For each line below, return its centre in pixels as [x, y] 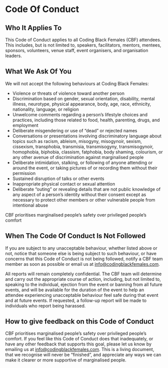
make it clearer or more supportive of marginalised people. [66, 360]
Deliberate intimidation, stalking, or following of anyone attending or [82, 162]
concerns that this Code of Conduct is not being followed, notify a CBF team [84, 259]
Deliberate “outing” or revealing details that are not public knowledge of [87, 189]
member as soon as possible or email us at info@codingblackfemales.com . [83, 264]
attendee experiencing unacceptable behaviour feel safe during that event [82, 295]
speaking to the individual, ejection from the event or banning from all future [84, 284]
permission [24, 173]
